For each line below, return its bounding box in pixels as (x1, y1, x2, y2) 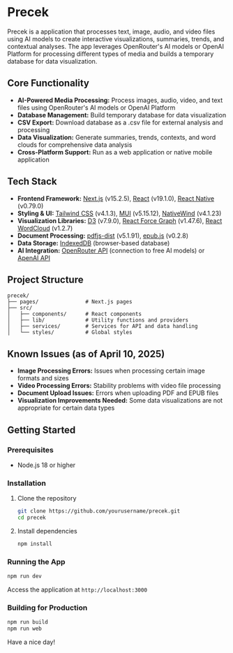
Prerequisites (7, 445, 54, 454)
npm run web (7, 625, 42, 633)
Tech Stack (7, 175, 57, 187)
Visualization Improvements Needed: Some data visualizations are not (17, 396, 223, 405)
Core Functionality (7, 78, 89, 89)
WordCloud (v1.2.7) (17, 224, 73, 232)
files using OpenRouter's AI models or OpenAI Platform (17, 103, 176, 112)
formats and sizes (17, 374, 69, 382)
